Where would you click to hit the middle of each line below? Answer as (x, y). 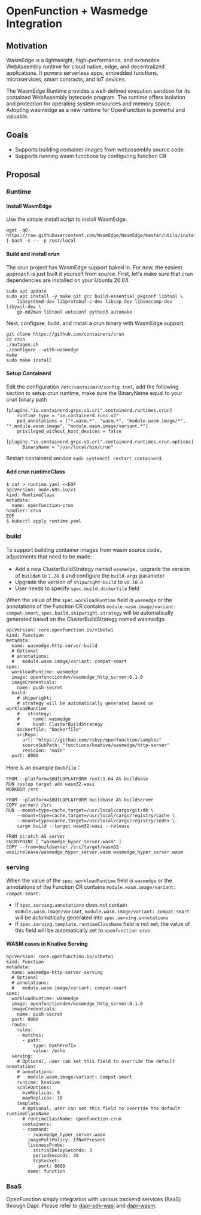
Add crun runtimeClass (36, 472)
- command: (36, 1129)
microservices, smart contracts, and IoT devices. (66, 79)
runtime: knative (39, 1082)
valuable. (17, 116)
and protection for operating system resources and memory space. (89, 104)
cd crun (16, 339)
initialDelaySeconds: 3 (63, 1150)
